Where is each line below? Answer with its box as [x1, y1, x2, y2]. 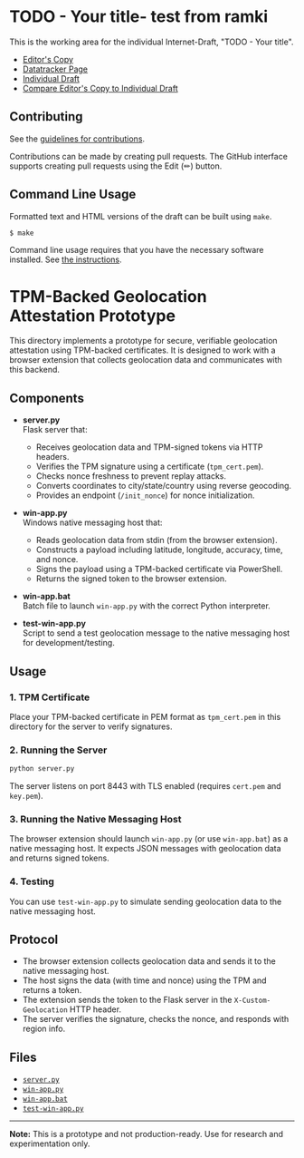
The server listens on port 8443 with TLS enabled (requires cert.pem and [9, 781, 282, 792]
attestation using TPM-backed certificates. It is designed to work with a [9, 345, 276, 355]
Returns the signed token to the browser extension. [35, 573, 228, 584]
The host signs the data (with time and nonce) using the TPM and [22, 975, 267, 986]
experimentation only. [9, 1138, 90, 1149]
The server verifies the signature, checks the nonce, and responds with [22, 1014, 290, 1025]
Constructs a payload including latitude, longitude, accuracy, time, [35, 544, 283, 555]
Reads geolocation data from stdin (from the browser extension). [35, 535, 278, 546]
